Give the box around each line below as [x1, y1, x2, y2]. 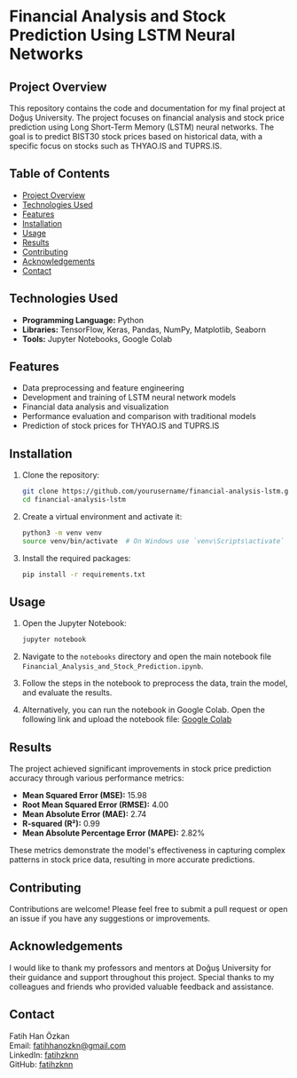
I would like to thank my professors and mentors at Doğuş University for [9, 962, 272, 973]
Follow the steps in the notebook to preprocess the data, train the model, [21, 678, 288, 689]
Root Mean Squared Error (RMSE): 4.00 [21, 799, 169, 810]
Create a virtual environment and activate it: [21, 511, 183, 521]
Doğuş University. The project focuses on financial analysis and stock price [9, 113, 285, 123]
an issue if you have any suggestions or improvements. [9, 913, 211, 923]
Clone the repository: [21, 470, 100, 480]
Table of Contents [9, 166, 111, 181]
